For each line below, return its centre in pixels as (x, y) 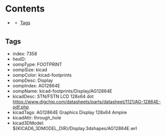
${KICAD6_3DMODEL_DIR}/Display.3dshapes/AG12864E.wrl (75, 128)
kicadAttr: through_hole (37, 117)
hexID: (19, 59)
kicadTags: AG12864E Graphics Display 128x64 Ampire (70, 112)
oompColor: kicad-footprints (42, 75)
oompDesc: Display (33, 80)
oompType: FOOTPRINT (37, 64)
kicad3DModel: (28, 123)
